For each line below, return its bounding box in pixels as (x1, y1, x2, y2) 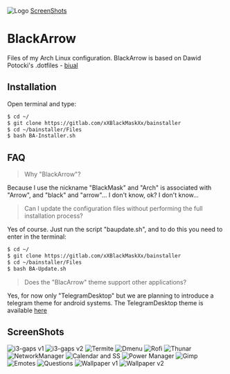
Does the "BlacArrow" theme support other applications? (24, 278, 187, 286)
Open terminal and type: (7, 99, 76, 108)
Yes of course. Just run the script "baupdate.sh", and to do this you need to (7, 226, 223, 234)
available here (7, 306, 47, 314)
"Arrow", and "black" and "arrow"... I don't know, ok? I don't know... (7, 191, 199, 199)
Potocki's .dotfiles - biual (7, 61, 78, 69)
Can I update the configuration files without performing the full (24, 205, 203, 213)
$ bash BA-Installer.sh (7, 133, 76, 139)
